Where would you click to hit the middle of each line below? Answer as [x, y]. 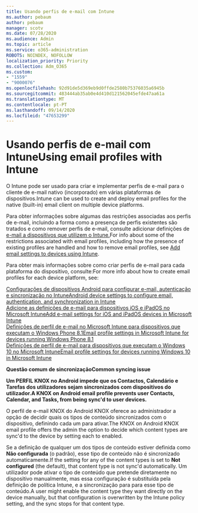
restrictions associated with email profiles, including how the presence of [95, 241]
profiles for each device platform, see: [52, 278]
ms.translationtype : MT [35, 99]
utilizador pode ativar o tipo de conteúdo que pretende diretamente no [92, 472]
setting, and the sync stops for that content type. [65, 504]
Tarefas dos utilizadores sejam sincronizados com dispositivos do [89, 387]
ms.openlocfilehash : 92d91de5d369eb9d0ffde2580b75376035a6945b [85, 88]
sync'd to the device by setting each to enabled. [65, 436]
